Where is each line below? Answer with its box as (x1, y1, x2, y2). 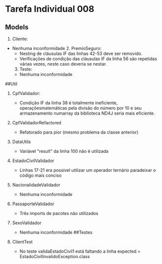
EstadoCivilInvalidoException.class (19, 254, 90, 259)
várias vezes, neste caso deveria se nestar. (19, 61, 107, 67)
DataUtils (12, 139, 31, 144)
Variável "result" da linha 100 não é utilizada (19, 148, 109, 154)
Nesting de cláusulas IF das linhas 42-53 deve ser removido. (19, 50, 142, 56)
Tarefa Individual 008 (5, 3, 95, 15)
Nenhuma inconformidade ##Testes (19, 229, 93, 235)
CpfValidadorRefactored (12, 120, 61, 125)
